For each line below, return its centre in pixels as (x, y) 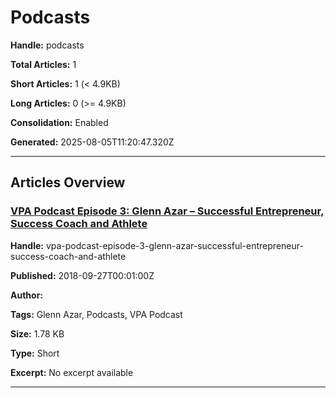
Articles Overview (68, 182)
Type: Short (35, 353)
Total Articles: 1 (43, 64)
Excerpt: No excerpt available (72, 372)
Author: (27, 295)
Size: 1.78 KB (37, 333)
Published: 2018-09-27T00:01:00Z (82, 275)
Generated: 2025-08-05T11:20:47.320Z (92, 142)
